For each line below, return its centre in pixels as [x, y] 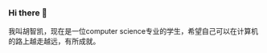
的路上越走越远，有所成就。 [54, 41]
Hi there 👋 [28, 13]
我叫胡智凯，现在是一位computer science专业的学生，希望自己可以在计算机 [133, 31]
